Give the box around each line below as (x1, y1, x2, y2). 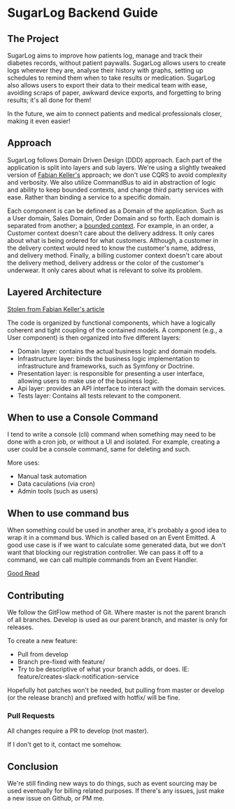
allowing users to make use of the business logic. (17, 377, 159, 385)
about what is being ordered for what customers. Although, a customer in (7, 236, 219, 244)
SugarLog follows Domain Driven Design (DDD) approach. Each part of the (7, 155, 222, 164)
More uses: (7, 458, 40, 467)
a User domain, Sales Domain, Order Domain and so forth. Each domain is (7, 213, 220, 222)
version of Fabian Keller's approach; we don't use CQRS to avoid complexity (7, 170, 227, 179)
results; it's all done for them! (7, 96, 92, 104)
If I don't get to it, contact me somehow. (7, 740, 122, 749)
